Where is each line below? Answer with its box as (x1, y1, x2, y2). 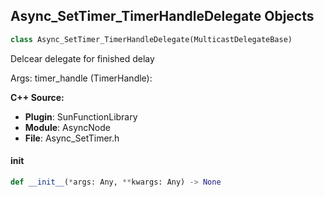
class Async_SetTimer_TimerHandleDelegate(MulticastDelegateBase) (10, 34, 293, 44)
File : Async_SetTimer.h (24, 132, 120, 144)
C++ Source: (10, 91, 65, 103)
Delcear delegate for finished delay (10, 52, 155, 64)
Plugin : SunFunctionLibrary (24, 110, 138, 123)
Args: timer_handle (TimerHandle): (10, 72, 153, 84)
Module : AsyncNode (24, 121, 111, 133)
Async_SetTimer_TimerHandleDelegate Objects (10, 8, 315, 25)
